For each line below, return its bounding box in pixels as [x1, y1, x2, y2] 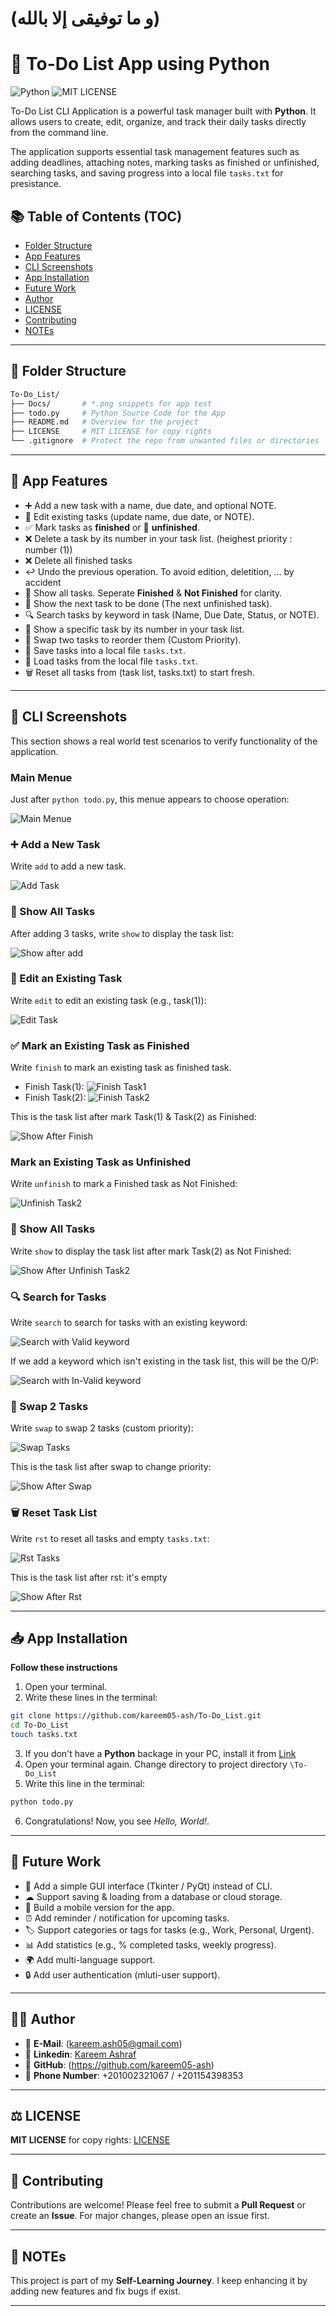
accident [24, 576, 62, 588]
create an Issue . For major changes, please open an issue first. [10, 2210, 270, 2222]
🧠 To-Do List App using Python [10, 53, 270, 76]
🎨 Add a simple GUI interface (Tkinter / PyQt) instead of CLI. [24, 1880, 273, 1892]
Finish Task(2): [24, 1092, 87, 1104]
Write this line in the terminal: [24, 1778, 146, 1790]
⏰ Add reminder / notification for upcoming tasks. [24, 1912, 230, 1924]
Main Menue [10, 770, 73, 784]
